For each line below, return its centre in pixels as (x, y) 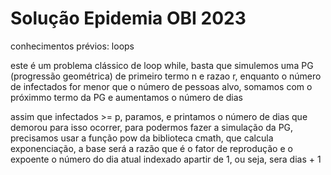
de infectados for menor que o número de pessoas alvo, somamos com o (161, 86)
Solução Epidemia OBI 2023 (128, 18)
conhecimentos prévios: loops (72, 46)
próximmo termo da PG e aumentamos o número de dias (126, 97)
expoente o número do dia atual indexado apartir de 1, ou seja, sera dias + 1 (166, 159)
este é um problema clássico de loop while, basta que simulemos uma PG (162, 65)
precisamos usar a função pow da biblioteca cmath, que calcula (142, 138)
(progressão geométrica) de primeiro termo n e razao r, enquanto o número (166, 76)
